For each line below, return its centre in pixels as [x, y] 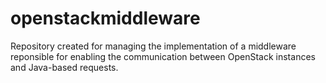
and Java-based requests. [64, 67]
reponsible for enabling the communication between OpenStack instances [163, 56]
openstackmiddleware [105, 18]
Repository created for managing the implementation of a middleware [153, 46]
